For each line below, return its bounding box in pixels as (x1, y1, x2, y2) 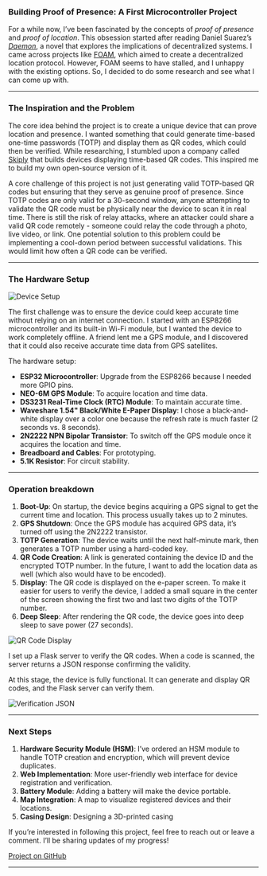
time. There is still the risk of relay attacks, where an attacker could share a (8, 212, 254, 221)
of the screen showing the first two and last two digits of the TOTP (19, 595, 238, 604)
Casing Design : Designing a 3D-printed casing (19, 811, 173, 822)
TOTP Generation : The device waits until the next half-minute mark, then (19, 536, 259, 546)
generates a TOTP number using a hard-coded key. (19, 544, 188, 553)
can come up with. (8, 75, 69, 85)
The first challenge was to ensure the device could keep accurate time (8, 307, 239, 316)
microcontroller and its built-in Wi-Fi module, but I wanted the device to (8, 323, 242, 333)
